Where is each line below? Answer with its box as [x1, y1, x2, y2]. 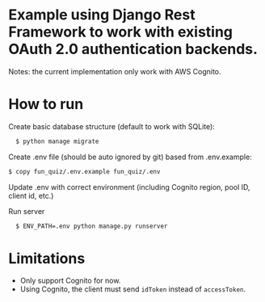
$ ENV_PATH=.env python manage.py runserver [15, 222, 168, 230]
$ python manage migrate [15, 137, 99, 145]
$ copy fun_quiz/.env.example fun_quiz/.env [8, 167, 161, 175]
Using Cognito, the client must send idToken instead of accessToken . [19, 284, 246, 294]
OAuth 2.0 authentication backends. [8, 40, 259, 58]
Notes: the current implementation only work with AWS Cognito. [8, 66, 221, 76]
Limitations [8, 249, 86, 267]
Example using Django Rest [8, 6, 196, 24]
